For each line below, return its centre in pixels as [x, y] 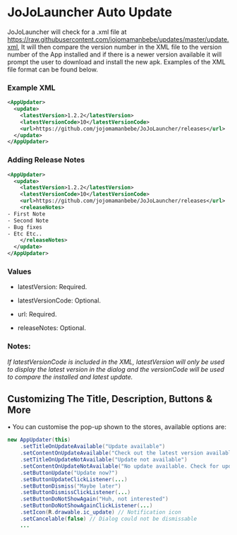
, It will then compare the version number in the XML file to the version [120, 47]
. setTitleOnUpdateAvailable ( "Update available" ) [93, 447]
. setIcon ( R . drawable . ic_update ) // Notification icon [101, 512]
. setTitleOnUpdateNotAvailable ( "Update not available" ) [104, 460]
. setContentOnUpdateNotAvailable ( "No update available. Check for [120, 466]
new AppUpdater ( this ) [39, 440]
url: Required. [37, 314]
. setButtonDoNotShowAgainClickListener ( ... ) [86, 506]
